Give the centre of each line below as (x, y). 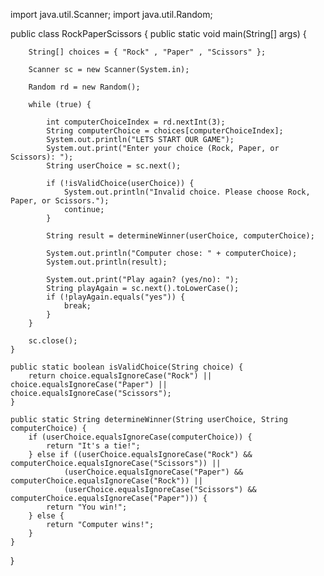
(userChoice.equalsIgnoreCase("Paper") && (153, 472)
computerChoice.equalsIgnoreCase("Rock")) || (106, 481)
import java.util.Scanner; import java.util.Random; (111, 14)
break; (77, 306)
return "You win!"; (87, 507)
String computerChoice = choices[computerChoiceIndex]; (165, 131)
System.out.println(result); (107, 262)
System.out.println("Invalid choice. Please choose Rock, (187, 192)
